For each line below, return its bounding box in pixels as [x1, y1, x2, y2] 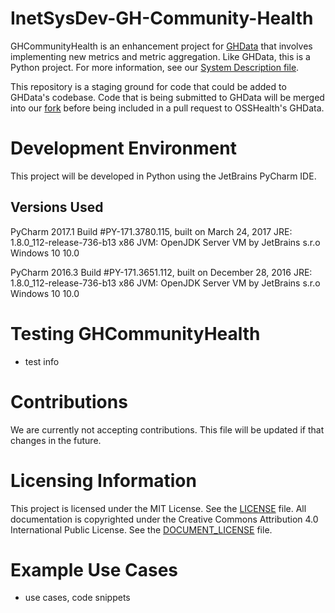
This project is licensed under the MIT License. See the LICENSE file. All [10, 502, 307, 514]
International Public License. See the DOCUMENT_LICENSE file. [10, 523, 273, 536]
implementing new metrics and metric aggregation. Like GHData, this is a [10, 50, 311, 62]
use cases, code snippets [24, 592, 131, 604]
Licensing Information [10, 469, 197, 492]
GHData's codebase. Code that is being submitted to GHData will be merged [10, 91, 325, 103]
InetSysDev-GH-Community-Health [10, 7, 314, 30]
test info [24, 355, 60, 367]
